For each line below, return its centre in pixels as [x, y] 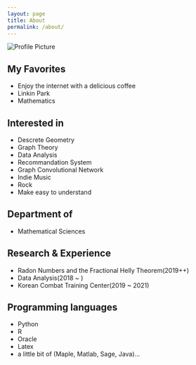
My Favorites [37, 69]
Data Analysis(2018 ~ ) [50, 278]
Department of [40, 214]
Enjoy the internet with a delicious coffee [76, 86]
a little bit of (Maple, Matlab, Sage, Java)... [79, 354]
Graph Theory [38, 147]
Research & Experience [59, 254]
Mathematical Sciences [51, 231]
